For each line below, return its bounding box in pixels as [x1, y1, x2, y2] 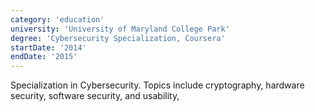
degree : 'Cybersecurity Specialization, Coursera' [10, 33, 226, 43]
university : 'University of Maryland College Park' [10, 24, 230, 34]
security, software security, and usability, [10, 90, 180, 102]
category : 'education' [10, 14, 105, 25]
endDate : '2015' [10, 52, 78, 62]
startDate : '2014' [10, 42, 87, 53]
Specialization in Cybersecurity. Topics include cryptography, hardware [10, 79, 305, 91]
